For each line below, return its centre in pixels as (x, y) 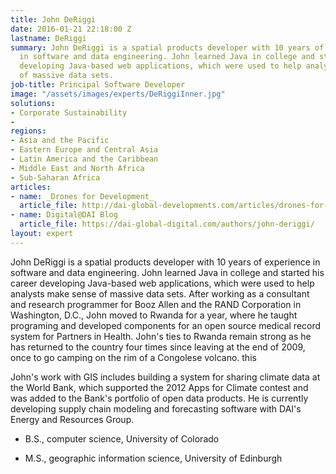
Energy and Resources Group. (72, 419)
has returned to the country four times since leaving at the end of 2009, (158, 347)
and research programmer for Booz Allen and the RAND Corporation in (156, 304)
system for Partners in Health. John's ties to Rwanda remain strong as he (161, 336)
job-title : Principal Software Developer (98, 85)
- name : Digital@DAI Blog (64, 215)
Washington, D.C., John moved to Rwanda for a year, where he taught (154, 315)
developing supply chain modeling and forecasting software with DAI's (156, 408)
